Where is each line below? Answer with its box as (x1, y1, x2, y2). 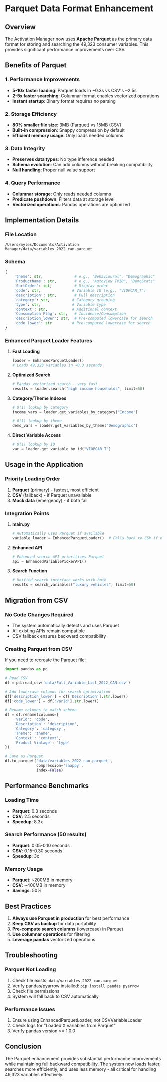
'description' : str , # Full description (14, 293, 115, 298)
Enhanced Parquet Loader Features (5, 337, 93, 344)
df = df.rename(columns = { (5, 712, 59, 717)
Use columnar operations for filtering (12, 931, 90, 937)
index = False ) (36, 768, 64, 773)
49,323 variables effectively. (5, 1071, 64, 1077)
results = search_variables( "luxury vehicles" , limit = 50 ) (12, 582, 136, 587)
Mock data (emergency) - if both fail (12, 497, 88, 503)
